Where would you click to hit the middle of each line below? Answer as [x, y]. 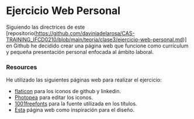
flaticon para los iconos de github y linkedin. [68, 91]
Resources [22, 67]
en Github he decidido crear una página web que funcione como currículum [97, 46]
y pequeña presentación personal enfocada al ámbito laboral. [80, 52]
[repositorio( [21, 33]
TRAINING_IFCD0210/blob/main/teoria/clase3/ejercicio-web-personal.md [94, 39]
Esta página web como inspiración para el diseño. [75, 110]
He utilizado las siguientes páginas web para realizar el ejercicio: [84, 80]
